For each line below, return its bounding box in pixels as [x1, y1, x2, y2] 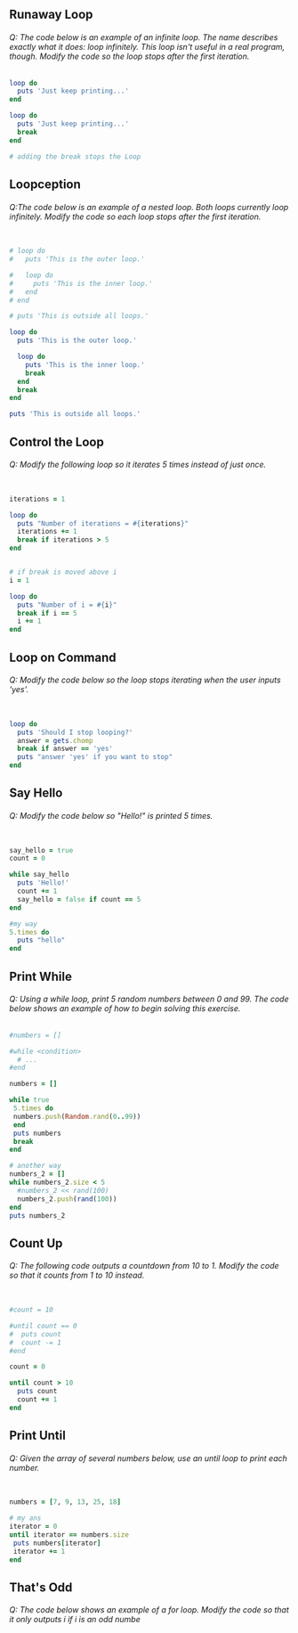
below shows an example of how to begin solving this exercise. [9, 1003, 241, 1014]
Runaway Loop [9, 7, 93, 22]
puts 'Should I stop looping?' [17, 728, 133, 737]
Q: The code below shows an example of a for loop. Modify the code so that [9, 1604, 289, 1615]
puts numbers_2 [9, 1211, 66, 1220]
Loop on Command [9, 649, 117, 665]
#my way [9, 919, 38, 928]
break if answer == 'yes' [17, 744, 114, 754]
